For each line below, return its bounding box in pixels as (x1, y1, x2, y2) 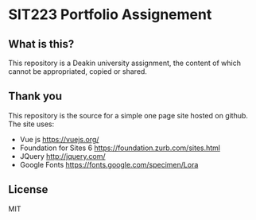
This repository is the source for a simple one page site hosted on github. (8, 110, 249, 120)
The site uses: (8, 119, 54, 129)
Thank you (8, 90, 62, 103)
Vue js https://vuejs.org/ (19, 134, 99, 144)
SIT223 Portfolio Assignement (8, 6, 212, 24)
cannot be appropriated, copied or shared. (8, 67, 147, 76)
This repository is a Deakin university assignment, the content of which (8, 58, 241, 68)
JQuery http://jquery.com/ (19, 151, 106, 160)
